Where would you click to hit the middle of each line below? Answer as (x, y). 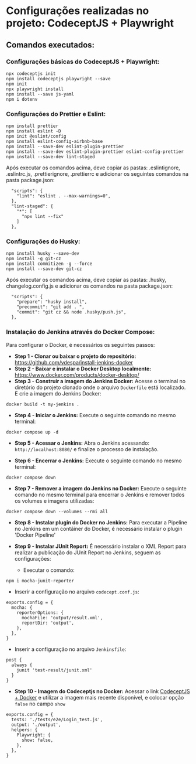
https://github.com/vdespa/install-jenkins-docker (73, 362)
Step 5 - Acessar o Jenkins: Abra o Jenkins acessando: (82, 443)
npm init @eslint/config (36, 137)
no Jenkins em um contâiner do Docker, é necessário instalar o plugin (98, 528)
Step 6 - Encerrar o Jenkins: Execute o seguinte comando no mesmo (98, 461)
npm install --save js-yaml (40, 94)
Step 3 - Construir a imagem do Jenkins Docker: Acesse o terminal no (100, 381)
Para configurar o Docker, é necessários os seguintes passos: (80, 345)
